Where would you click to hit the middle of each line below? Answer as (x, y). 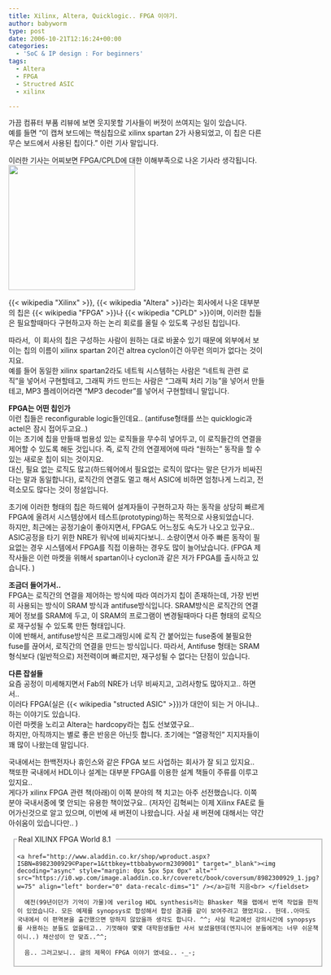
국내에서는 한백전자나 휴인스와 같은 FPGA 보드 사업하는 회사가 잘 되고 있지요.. (131, 762)
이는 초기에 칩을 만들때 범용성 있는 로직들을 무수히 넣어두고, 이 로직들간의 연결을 (135, 439)
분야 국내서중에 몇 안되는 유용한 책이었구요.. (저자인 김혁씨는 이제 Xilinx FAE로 (132, 803)
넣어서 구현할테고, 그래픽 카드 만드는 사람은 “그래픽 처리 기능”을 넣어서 (138, 381)
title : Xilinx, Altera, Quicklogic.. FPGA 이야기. (94, 16)
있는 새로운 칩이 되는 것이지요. (56, 459)
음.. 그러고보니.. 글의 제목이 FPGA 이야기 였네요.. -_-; (110, 953)
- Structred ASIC (45, 84)
